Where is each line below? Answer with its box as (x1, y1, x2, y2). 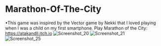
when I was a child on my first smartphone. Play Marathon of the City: (5, 25, 148, 31)
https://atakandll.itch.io (5, 30, 53, 36)
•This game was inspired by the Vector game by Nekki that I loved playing (5, 20, 156, 26)
